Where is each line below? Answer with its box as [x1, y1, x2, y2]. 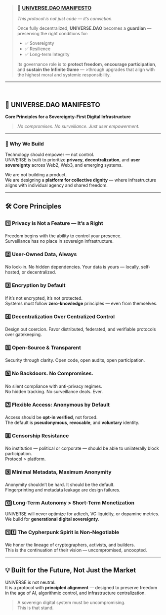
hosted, [5, 269, 21, 275]
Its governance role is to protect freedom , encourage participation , [17, 62, 157, 68]
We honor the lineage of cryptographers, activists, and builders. [5, 542, 135, 548]
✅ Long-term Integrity [24, 52, 70, 58]
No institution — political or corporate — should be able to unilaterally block [5, 445, 159, 451]
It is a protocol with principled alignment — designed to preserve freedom [5, 584, 157, 590]
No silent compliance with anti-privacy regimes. [5, 383, 103, 389]
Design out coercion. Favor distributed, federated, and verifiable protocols [5, 326, 156, 332]
